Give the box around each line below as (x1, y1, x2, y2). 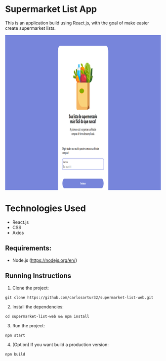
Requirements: (5, 244, 52, 252)
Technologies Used (5, 203, 86, 214)
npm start (5, 333, 26, 338)
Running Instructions (5, 272, 72, 280)
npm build (5, 352, 26, 357)
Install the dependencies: (12, 303, 64, 309)
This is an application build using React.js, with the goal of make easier (5, 20, 149, 26)
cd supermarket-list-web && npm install (5, 314, 90, 319)
